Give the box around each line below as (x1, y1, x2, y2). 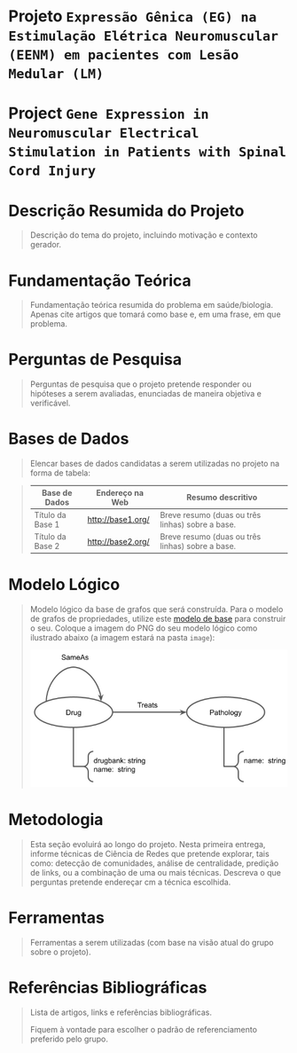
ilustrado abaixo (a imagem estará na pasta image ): (29, 632, 215, 642)
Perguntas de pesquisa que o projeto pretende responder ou (29, 379, 252, 389)
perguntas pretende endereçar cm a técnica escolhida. (29, 876, 231, 887)
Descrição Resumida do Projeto (8, 200, 245, 221)
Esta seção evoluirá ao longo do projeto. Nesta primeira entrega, (29, 838, 266, 849)
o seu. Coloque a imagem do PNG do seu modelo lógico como (29, 623, 258, 633)
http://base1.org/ (87, 515, 150, 525)
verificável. (29, 397, 71, 409)
